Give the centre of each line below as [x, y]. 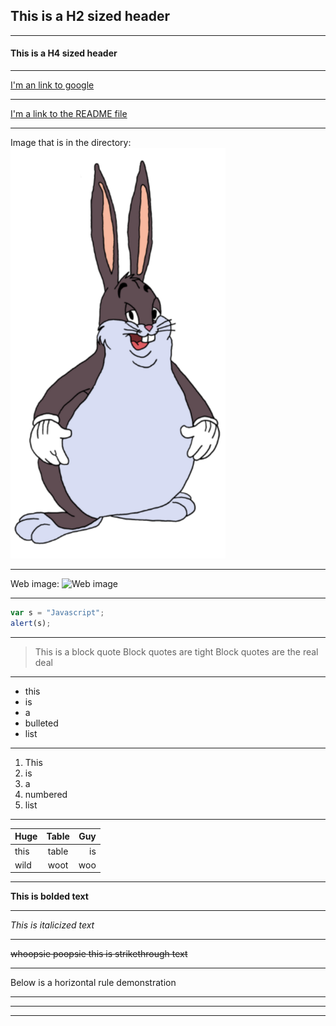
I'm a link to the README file [69, 114]
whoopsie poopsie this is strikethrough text [99, 954]
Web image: [35, 584]
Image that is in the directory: [71, 143]
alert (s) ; [31, 623]
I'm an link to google [52, 85]
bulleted [41, 723]
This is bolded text [49, 896]
